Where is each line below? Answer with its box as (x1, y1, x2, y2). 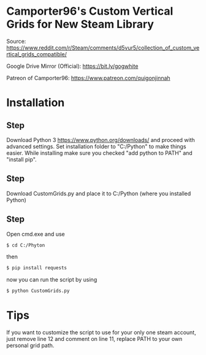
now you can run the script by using (6, 276, 97, 283)
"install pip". (6, 155, 37, 163)
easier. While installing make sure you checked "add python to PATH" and (6, 149, 193, 157)
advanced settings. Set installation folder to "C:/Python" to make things (6, 143, 186, 150)
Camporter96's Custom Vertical (6, 4, 174, 18)
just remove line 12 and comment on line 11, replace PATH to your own (6, 335, 183, 343)
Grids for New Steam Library (6, 17, 154, 31)
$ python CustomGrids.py (6, 288, 70, 294)
